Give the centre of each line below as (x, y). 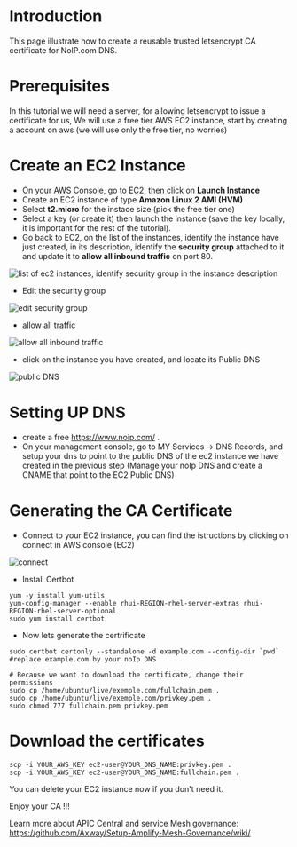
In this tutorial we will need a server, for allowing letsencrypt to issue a (137, 111)
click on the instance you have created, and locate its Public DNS (141, 359)
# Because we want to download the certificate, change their (126, 675)
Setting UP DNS (67, 412)
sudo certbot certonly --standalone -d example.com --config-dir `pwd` (144, 651)
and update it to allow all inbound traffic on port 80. (117, 256)
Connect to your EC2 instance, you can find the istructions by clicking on (155, 535)
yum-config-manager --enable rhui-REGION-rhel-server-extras (125, 603)
